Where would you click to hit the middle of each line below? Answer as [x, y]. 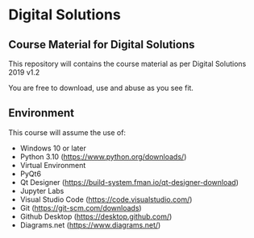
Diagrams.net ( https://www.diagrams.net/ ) [90, 225]
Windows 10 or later [53, 148]
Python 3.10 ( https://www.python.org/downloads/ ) [103, 156]
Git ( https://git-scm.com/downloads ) [81, 207]
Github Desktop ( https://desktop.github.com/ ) [96, 216]
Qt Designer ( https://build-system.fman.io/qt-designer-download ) [129, 182]
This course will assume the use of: [67, 132]
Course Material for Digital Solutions [102, 45]
